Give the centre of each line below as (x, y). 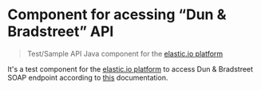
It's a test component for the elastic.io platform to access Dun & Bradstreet (130, 68)
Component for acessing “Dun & (117, 15)
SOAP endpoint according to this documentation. (88, 77)
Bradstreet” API (61, 31)
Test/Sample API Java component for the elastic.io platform (125, 53)
